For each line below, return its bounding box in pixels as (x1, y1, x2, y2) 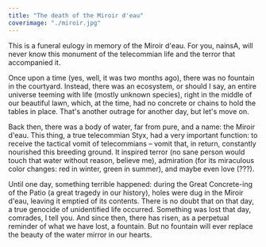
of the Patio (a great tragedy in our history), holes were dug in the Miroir (8, 188, 244, 197)
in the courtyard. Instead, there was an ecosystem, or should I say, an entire (8, 81, 256, 91)
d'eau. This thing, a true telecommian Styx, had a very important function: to (8, 130, 258, 139)
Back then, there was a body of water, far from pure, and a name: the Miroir (8, 122, 256, 131)
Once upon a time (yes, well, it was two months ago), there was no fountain (8, 73, 256, 82)
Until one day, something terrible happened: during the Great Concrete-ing (8, 179, 253, 188)
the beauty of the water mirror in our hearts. (8, 230, 152, 239)
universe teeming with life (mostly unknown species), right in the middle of (8, 89, 253, 99)
